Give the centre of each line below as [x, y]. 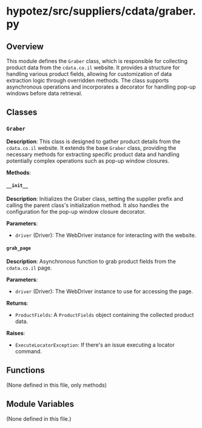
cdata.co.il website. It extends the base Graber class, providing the [91, 148]
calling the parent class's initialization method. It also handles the [88, 205]
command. [29, 352]
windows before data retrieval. [45, 93]
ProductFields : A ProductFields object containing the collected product [104, 315]
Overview [25, 46]
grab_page [19, 248]
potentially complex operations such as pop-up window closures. [88, 161]
